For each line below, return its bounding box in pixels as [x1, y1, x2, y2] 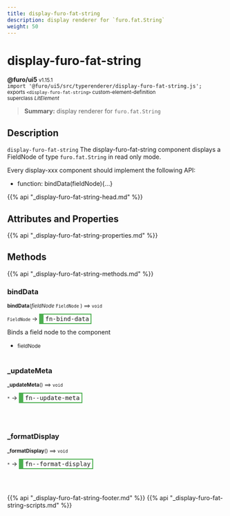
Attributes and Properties [7, 213, 119, 224]
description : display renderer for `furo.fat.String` [7, 17, 166, 23]
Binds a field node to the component [7, 328, 111, 336]
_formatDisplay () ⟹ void [7, 447, 68, 455]
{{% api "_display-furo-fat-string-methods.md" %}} [7, 269, 154, 278]
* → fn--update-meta [7, 394, 80, 402]
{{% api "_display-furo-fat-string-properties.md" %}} [7, 231, 158, 239]
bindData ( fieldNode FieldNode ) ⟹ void [7, 303, 102, 309]
